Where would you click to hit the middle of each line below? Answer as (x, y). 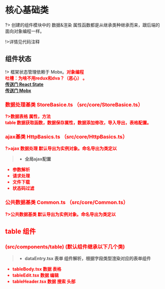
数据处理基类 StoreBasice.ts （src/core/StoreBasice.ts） (74, 104)
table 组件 (21, 232)
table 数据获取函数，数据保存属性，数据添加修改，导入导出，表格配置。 (78, 123)
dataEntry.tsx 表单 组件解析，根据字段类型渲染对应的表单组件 (88, 259)
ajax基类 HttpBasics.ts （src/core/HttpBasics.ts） (66, 136)
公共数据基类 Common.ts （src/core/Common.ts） (67, 202)
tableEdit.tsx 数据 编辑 (35, 275)
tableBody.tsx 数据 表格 (37, 269)
